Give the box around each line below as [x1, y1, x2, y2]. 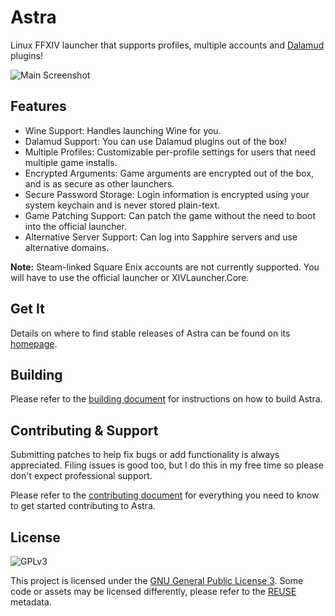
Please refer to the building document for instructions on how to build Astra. [10, 393, 323, 405]
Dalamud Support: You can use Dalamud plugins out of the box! [24, 135, 287, 147]
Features [10, 98, 67, 115]
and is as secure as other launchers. [24, 177, 175, 190]
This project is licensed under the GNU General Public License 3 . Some [10, 575, 304, 586]
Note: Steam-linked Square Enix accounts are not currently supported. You [10, 261, 320, 273]
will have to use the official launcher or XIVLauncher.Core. [10, 271, 250, 283]
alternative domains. [24, 241, 110, 253]
